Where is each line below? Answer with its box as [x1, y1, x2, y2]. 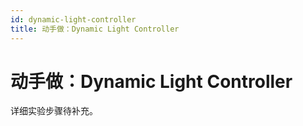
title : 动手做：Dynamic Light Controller [10, 24, 180, 34]
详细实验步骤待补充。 [10, 105, 98, 117]
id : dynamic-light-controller [10, 14, 137, 25]
